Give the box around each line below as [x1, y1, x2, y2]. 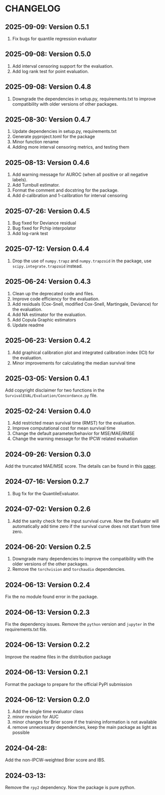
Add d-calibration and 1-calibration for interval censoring [12, 193, 128, 199]
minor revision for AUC [12, 714, 59, 720]
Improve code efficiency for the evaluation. [12, 296, 100, 302]
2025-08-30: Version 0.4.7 [5, 116, 91, 124]
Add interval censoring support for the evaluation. [12, 63, 114, 69]
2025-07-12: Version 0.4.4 [5, 245, 90, 253]
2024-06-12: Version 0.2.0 [5, 696, 90, 704]
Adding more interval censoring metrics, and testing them [12, 144, 130, 150]
